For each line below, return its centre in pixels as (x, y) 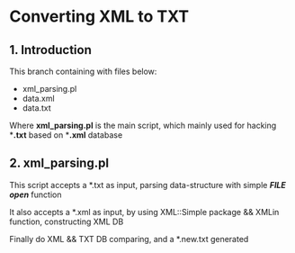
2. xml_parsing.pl (59, 163)
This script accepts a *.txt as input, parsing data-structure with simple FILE (147, 185)
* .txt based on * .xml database (66, 135)
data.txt (36, 108)
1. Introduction (50, 50)
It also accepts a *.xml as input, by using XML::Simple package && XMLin (144, 212)
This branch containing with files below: (83, 71)
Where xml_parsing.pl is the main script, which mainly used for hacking (143, 125)
